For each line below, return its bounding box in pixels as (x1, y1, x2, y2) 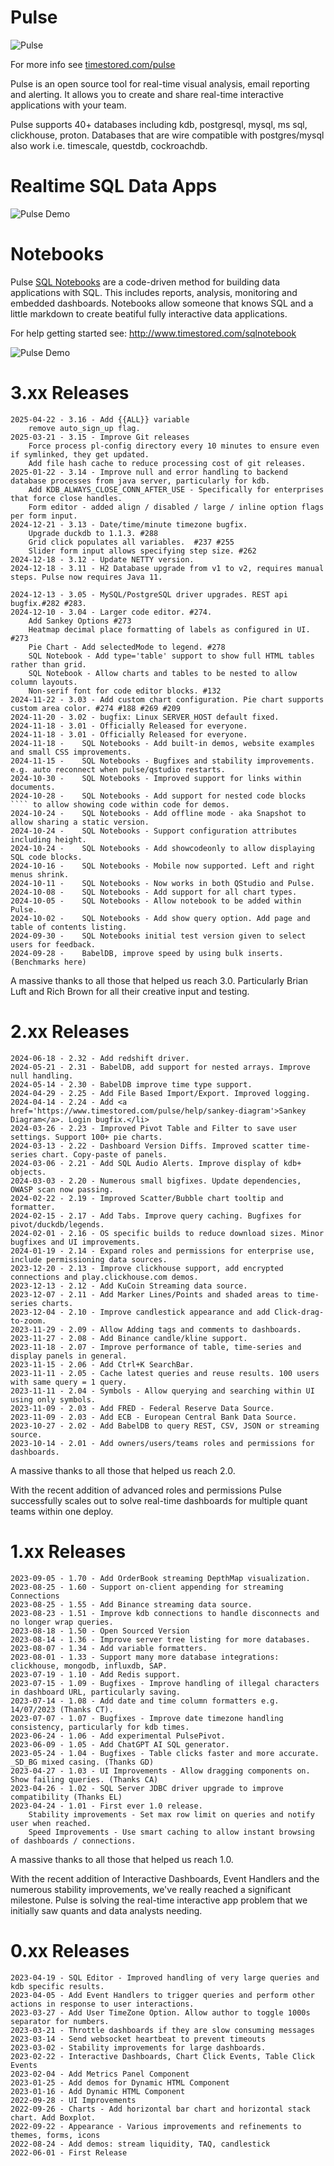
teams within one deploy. (10, 1505, 114, 1517)
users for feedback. (10, 939, 97, 950)
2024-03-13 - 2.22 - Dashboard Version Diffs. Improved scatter (10, 1141, 284, 1151)
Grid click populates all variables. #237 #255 (28, 537, 235, 547)
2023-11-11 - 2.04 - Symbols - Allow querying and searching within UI (10, 1386, 315, 1396)
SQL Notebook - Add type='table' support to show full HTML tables (28, 651, 315, 661)
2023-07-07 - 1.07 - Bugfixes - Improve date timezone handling (10, 1713, 284, 1723)
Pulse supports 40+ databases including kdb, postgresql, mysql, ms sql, (10, 118, 308, 130)
